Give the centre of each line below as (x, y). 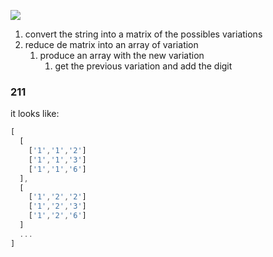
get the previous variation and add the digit (143, 66)
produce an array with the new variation (122, 55)
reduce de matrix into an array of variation (111, 44)
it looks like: (35, 114)
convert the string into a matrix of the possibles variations (143, 34)
